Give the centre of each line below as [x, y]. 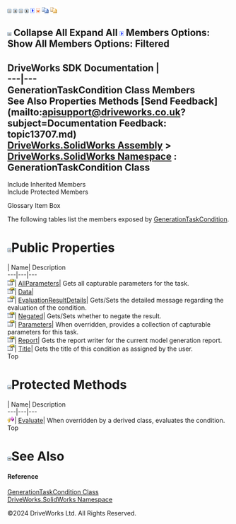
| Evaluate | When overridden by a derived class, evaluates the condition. [120, 421]
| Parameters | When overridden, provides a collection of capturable [112, 325]
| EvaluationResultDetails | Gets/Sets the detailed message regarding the [119, 301]
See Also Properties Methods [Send [88, 101]
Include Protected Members [48, 192]
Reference [23, 476]
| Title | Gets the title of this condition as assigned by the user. [104, 349]
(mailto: [25, 112]
